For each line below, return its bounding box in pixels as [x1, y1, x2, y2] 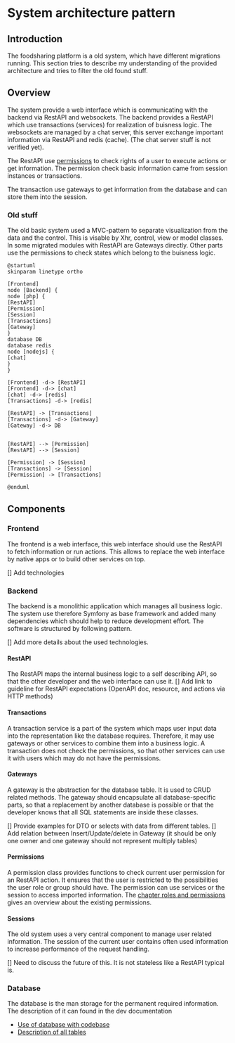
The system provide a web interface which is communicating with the [7, 105, 208, 114]
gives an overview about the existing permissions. [7, 898, 152, 907]
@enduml [7, 484, 30, 491]
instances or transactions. [7, 171, 83, 180]
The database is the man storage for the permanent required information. [7, 999, 219, 1008]
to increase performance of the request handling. [7, 945, 149, 954]
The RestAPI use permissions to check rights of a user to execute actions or [7, 156, 227, 165]
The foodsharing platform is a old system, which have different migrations [7, 51, 221, 60]
